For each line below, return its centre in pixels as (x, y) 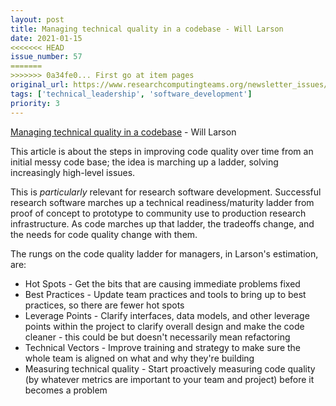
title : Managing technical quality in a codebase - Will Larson (147, 29)
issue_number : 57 (46, 57)
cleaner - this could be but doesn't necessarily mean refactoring (157, 337)
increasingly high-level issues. (73, 172)
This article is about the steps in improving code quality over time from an (162, 151)
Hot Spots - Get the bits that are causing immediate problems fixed (162, 283)
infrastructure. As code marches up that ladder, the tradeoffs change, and (162, 223)
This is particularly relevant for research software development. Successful (166, 192)
